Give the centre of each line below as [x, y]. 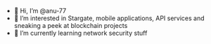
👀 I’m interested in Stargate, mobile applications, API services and [109, 18]
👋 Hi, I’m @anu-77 [40, 11]
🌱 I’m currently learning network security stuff [81, 33]
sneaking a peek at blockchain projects [71, 25]
